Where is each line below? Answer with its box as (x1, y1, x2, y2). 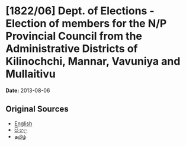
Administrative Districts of (5, 42, 138, 56)
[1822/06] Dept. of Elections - (5, 4, 155, 18)
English (14, 120, 33, 127)
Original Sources (5, 104, 69, 114)
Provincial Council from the (5, 30, 143, 43)
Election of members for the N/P (5, 17, 167, 30)
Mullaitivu (5, 67, 56, 81)
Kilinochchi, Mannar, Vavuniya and (5, 55, 181, 68)
